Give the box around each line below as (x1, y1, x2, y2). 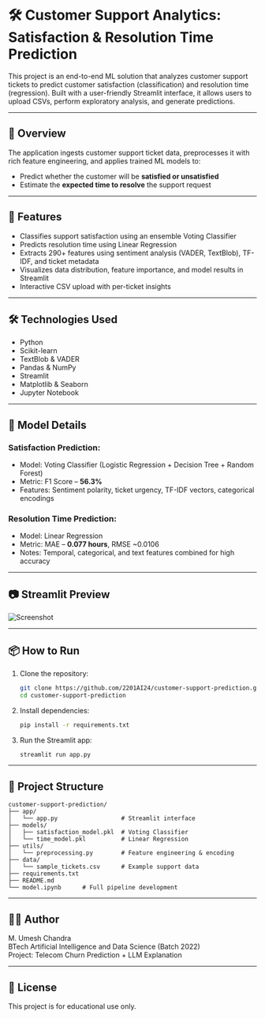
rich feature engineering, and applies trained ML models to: (8, 156, 201, 166)
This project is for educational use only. (8, 1001, 136, 1011)
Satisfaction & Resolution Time (8, 28, 215, 47)
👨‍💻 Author (8, 912, 60, 926)
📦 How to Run (8, 644, 80, 657)
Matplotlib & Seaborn (19, 380, 88, 389)
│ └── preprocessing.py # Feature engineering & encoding (8, 849, 235, 857)
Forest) (19, 468, 43, 478)
